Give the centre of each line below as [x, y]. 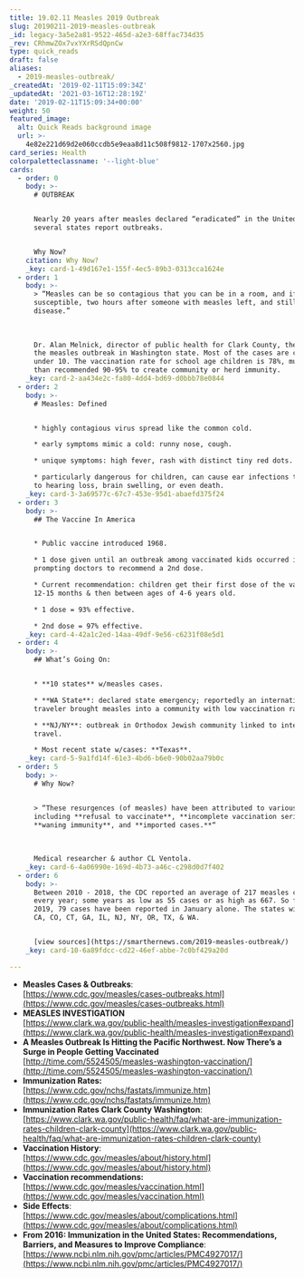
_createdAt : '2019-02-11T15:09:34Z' [78, 85]
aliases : [26, 69]
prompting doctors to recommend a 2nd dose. [119, 569]
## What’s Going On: [72, 660]
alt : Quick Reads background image [85, 128]
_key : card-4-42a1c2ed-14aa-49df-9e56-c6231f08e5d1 [125, 634]
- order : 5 [38, 767]
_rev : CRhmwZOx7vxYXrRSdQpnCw [66, 43]
